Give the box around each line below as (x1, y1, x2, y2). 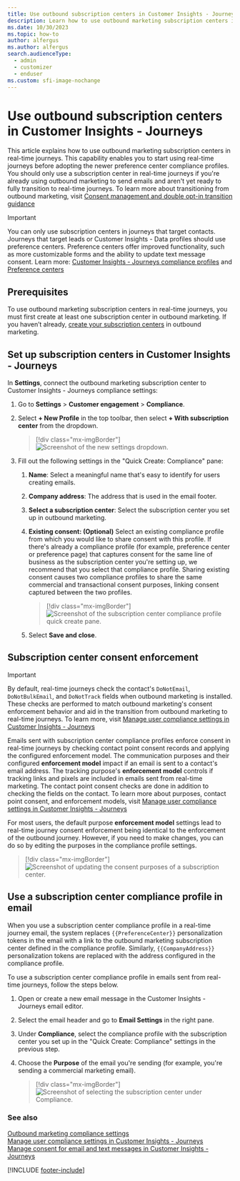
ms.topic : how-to (7, 30, 59, 38)
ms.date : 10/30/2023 (7, 24, 69, 31)
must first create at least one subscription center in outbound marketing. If (7, 312, 227, 322)
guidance (7, 199, 36, 208)
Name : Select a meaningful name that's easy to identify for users (28, 470, 220, 479)
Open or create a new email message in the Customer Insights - (17, 994, 206, 1002)
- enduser (14, 70, 43, 77)
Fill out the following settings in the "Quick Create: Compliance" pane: (17, 457, 224, 465)
